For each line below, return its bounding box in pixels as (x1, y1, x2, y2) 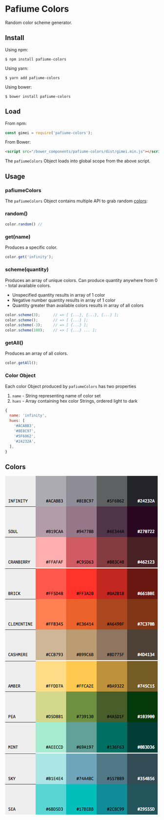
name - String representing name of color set (12, 392, 101, 399)
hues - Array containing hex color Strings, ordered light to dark (12, 398, 138, 404)
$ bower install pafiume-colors (5, 94, 71, 99)
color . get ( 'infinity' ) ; (5, 255, 54, 259)
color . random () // (5, 222, 42, 227)
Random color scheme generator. (5, 20, 72, 25)
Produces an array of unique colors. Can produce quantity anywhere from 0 (5, 277, 158, 283)
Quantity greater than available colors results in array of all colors (12, 302, 144, 308)
